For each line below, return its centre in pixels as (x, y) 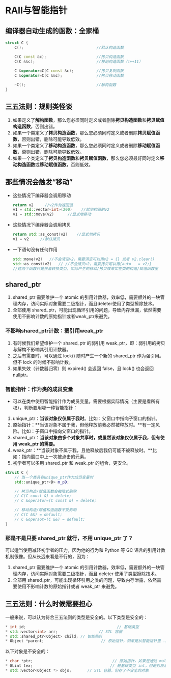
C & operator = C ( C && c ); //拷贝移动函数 (69, 76)
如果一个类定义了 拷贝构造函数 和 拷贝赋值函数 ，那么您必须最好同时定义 (86, 158)
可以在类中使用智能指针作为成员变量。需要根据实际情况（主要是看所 (84, 401)
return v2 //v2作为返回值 (43, 205)
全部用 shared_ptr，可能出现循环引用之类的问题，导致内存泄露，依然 (85, 580)
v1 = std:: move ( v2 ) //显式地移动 (52, 214)
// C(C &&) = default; (38, 515)
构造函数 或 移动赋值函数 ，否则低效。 (55, 164)
